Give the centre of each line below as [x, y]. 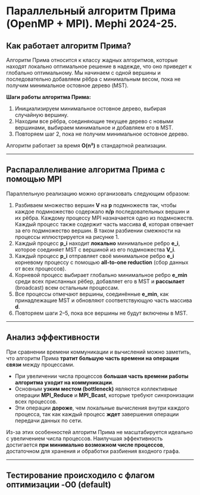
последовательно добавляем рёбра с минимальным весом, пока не [93, 79]
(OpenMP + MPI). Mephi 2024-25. [92, 24]
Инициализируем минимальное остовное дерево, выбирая [90, 108]
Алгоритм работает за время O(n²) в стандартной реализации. [86, 145]
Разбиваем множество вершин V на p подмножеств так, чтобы [96, 205]
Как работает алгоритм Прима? [69, 46]
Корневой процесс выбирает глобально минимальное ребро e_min [101, 275]
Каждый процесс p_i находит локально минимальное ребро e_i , [97, 243]
